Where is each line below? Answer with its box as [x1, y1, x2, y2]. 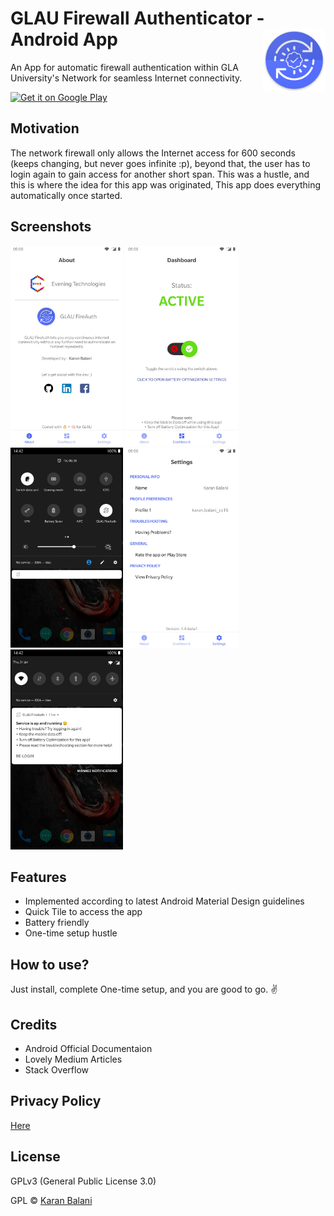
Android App [10, 28, 118, 51]
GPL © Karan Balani [10, 1194, 93, 1206]
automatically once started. [10, 189, 123, 201]
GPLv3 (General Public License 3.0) [10, 1175, 157, 1187]
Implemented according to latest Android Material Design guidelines [24, 895, 305, 907]
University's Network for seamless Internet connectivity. [10, 72, 243, 84]
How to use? [10, 956, 90, 973]
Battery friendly [24, 917, 90, 929]
